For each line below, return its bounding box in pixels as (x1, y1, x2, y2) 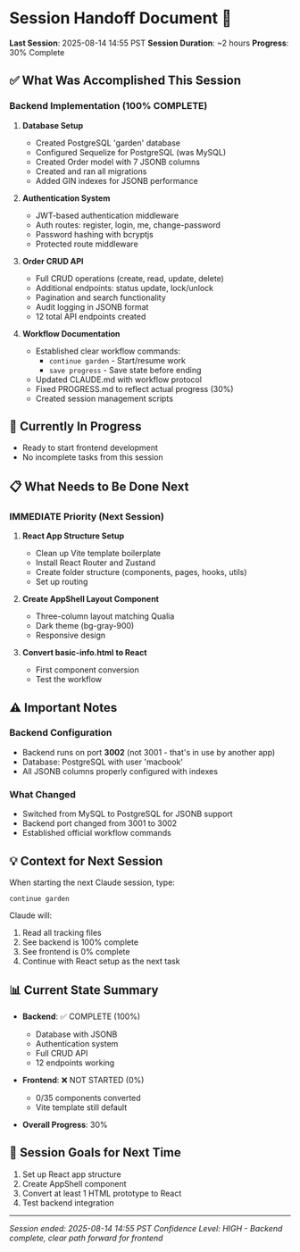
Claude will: (9, 910, 53, 921)
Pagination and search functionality (35, 292, 167, 303)
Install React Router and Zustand (35, 557, 156, 568)
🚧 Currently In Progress (9, 419, 142, 434)
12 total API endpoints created (35, 311, 146, 321)
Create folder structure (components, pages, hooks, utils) (35, 567, 247, 578)
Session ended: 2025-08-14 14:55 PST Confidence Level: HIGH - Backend (9, 1223, 283, 1233)
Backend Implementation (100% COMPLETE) (9, 100, 208, 113)
